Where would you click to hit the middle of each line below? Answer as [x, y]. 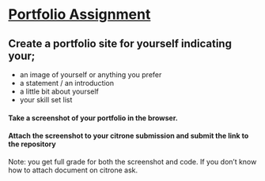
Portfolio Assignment [79, 15]
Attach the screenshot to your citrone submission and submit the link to [129, 136]
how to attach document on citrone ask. [73, 170]
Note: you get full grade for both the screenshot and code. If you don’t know [132, 161]
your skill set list [46, 100]
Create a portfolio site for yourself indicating [120, 44]
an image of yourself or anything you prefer [91, 75]
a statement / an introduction [67, 83]
